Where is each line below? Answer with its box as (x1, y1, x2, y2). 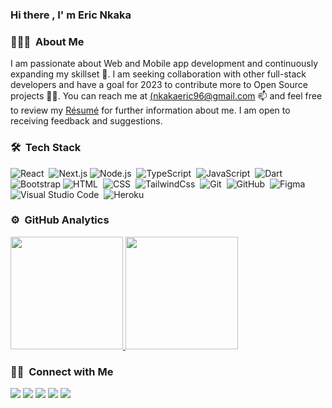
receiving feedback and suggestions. (10, 115, 163, 127)
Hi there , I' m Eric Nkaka (10, 8, 132, 22)
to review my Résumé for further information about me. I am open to (10, 104, 291, 117)
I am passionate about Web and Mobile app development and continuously (10, 58, 319, 70)
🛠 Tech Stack (10, 141, 82, 155)
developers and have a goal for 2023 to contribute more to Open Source (10, 79, 308, 91)
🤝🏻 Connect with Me (10, 364, 114, 378)
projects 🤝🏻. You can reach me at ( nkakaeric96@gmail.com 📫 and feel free (10, 90, 323, 102)
